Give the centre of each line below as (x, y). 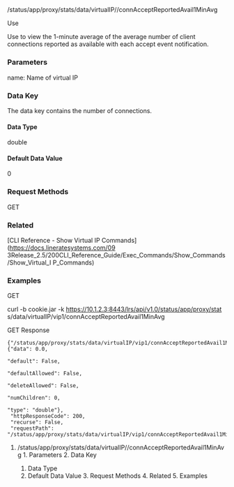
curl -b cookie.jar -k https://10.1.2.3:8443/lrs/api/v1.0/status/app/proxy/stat (115, 309)
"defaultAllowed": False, (45, 374)
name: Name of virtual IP (43, 77)
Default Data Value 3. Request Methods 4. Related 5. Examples (117, 476)
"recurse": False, (37, 422)
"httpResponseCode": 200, (48, 417)
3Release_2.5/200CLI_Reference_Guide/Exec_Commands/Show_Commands (116, 255)
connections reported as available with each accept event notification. (108, 44)
